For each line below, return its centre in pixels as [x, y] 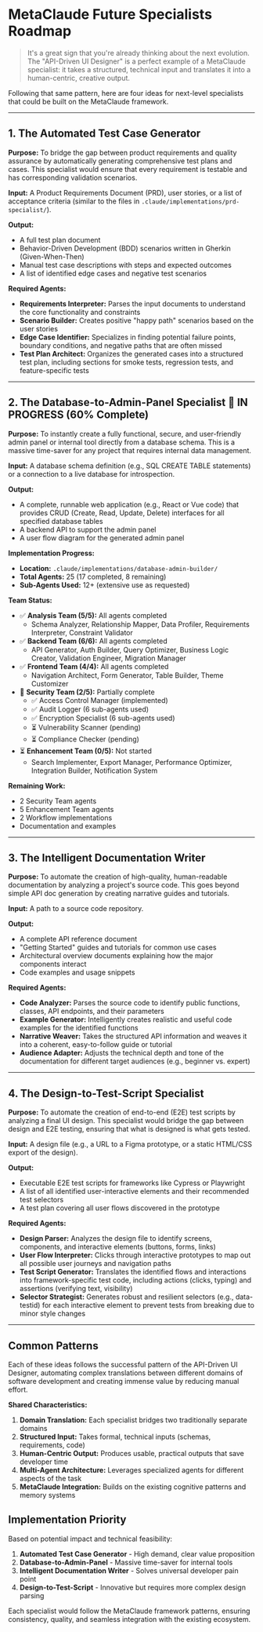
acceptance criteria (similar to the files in [74, 201]
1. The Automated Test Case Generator [104, 134]
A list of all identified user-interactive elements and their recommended [134, 1191]
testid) [30, 1305]
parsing [32, 1595]
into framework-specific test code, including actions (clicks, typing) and [135, 1280]
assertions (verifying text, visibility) [76, 1289]
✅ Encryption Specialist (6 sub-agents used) [103, 718]
